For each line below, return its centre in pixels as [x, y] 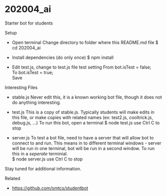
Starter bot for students [29, 23]
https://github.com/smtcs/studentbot [50, 188]
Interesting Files [21, 87]
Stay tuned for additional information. [43, 168]
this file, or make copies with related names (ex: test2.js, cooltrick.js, [82, 117]
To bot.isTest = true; [32, 72]
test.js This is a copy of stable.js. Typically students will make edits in [83, 112]
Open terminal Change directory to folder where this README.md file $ [85, 42]
